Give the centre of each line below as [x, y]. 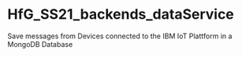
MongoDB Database [40, 44]
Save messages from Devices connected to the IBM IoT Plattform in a [120, 36]
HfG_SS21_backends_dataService [121, 14]
